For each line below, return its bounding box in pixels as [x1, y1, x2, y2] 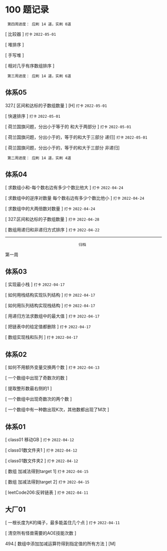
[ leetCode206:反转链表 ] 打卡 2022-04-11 [5, 489, 88, 495]
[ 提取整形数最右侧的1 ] [5, 386, 52, 392]
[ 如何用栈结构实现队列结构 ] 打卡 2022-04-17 [5, 292, 95, 298]
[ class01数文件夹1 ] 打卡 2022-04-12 [5, 447, 78, 453]
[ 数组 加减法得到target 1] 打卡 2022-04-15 [5, 469, 88, 474]
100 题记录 [5, 4, 49, 15]
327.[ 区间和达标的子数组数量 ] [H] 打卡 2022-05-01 [5, 102, 107, 108]
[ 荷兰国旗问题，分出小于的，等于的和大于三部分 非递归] [5, 145, 120, 151]
